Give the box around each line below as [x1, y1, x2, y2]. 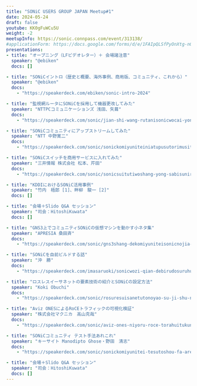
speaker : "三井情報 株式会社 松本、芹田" [11, 160, 103, 166]
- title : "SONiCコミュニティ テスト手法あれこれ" [6, 333, 116, 338]
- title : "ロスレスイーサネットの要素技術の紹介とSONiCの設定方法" [6, 278, 153, 285]
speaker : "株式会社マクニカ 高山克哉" [11, 311, 97, 317]
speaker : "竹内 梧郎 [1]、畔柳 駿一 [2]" [11, 187, 110, 193]
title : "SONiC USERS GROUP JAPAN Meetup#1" [6, 8, 114, 15]
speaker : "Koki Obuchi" [11, 284, 69, 290]
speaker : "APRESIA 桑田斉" [11, 230, 75, 236]
